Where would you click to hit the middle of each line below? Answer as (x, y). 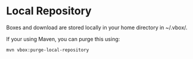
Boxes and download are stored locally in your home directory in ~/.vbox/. (97, 27)
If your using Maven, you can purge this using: (63, 39)
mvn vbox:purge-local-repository (48, 50)
